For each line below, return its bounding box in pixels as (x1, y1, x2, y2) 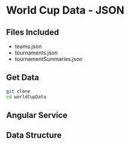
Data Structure (6, 130, 62, 140)
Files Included (6, 27, 59, 37)
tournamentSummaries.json (14, 56, 83, 62)
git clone (6, 88, 31, 94)
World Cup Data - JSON (6, 4, 125, 17)
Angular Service (6, 110, 68, 120)
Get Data (6, 72, 40, 83)
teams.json (14, 43, 42, 50)
